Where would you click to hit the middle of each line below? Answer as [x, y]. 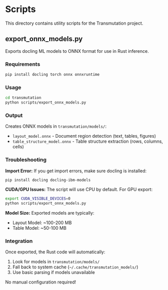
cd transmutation [23, 98]
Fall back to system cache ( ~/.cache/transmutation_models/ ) [75, 267]
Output [14, 115]
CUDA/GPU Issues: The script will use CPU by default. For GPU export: [79, 189]
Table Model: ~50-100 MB [39, 228]
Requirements [23, 64]
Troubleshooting [26, 160]
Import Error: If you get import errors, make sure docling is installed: [76, 171]
